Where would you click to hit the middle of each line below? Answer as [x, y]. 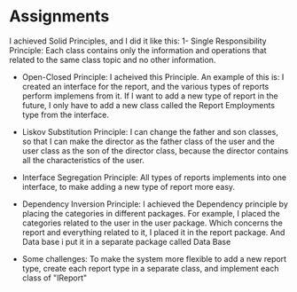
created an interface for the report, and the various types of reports [145, 86]
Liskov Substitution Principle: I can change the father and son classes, [150, 131]
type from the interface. [65, 114]
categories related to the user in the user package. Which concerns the [152, 223]
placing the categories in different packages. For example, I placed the [151, 213]
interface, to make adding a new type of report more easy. [129, 186]
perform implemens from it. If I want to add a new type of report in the [150, 96]
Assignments [59, 16]
